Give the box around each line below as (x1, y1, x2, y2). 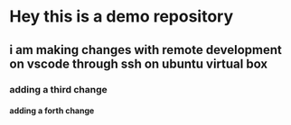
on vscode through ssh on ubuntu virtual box (9, 56, 268, 71)
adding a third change (9, 83, 108, 95)
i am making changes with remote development (9, 42, 282, 58)
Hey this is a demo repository (9, 6, 234, 27)
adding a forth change (9, 105, 95, 116)
